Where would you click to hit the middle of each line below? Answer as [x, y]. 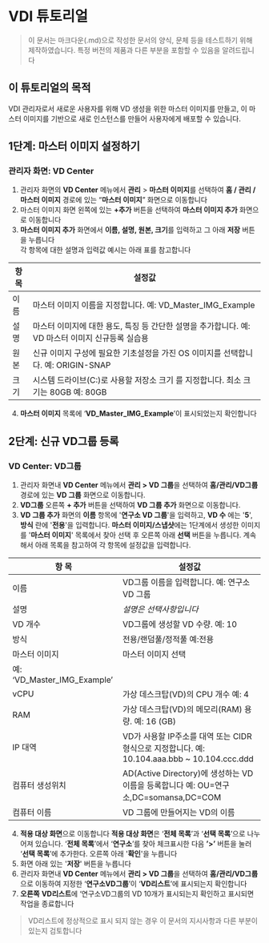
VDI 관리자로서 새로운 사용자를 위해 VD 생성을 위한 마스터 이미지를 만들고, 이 [128, 108]
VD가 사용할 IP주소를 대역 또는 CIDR [187, 736]
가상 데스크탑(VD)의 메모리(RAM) [183, 709]
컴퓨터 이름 [32, 813]
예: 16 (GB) [155, 721]
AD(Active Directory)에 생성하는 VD [188, 773]
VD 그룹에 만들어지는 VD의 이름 [179, 813]
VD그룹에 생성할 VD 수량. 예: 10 [180, 624]
